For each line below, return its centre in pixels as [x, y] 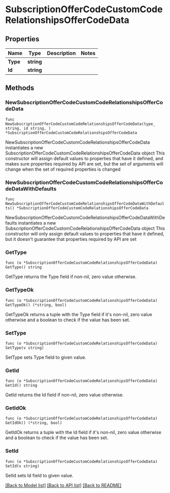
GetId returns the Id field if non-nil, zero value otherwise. [65, 395]
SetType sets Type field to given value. [46, 357]
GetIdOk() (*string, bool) [34, 423]
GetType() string [24, 267]
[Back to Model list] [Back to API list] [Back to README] [63, 485]
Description [61, 53]
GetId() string [21, 386]
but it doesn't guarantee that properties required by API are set [71, 239]
